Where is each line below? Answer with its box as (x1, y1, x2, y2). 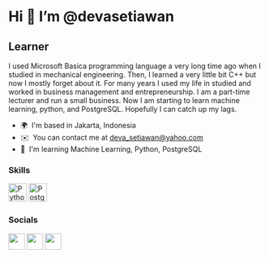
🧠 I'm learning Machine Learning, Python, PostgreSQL (19, 144, 203, 153)
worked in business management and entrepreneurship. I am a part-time (8, 87, 250, 97)
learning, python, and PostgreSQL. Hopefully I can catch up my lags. (8, 105, 237, 114)
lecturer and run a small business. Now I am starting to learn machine (8, 96, 241, 105)
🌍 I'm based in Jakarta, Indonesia (19, 121, 136, 130)
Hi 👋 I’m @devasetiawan (8, 7, 175, 26)
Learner (8, 40, 49, 54)
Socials (8, 214, 38, 226)
